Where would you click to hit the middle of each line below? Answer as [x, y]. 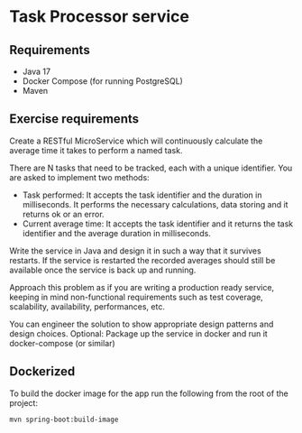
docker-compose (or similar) [62, 343]
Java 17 [37, 71]
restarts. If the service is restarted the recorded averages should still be [142, 260]
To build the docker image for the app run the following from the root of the [149, 393]
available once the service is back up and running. [103, 270]
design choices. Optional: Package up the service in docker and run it [138, 333]
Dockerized [42, 372]
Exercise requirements [74, 119]
